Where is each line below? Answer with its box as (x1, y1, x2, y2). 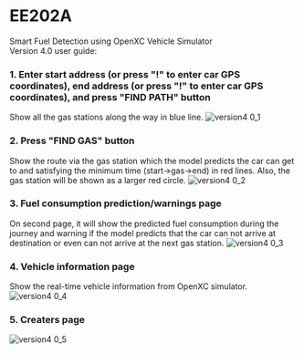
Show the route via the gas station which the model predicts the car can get (9, 155, 295, 166)
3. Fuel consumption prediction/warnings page (9, 197, 222, 210)
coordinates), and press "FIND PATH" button (9, 90, 212, 103)
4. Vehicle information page (9, 260, 135, 273)
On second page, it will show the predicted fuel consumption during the (9, 218, 279, 229)
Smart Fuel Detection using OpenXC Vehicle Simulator (9, 36, 213, 47)
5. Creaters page (9, 314, 85, 327)
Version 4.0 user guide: (9, 45, 98, 56)
